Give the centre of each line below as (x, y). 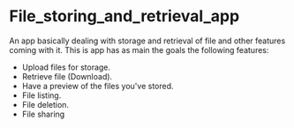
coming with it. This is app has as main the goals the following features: (139, 49)
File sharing (43, 114)
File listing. (41, 95)
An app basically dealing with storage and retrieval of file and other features (147, 41)
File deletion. (45, 104)
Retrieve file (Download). (67, 76)
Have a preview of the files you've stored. (98, 86)
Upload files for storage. (66, 67)
